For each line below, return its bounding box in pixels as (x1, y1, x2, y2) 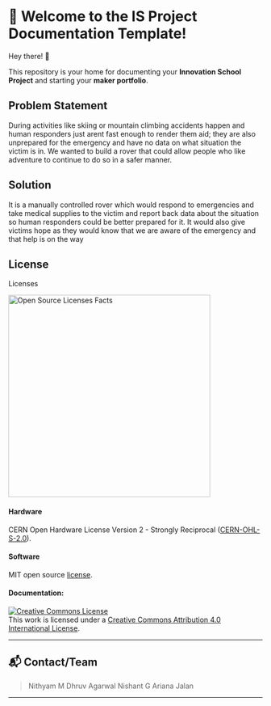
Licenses (8, 279, 39, 289)
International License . (8, 623, 81, 633)
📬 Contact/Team (8, 655, 98, 670)
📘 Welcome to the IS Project (8, 7, 198, 26)
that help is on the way (8, 234, 84, 243)
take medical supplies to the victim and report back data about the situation (8, 208, 260, 218)
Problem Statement (8, 99, 108, 112)
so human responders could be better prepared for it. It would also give (8, 217, 246, 226)
